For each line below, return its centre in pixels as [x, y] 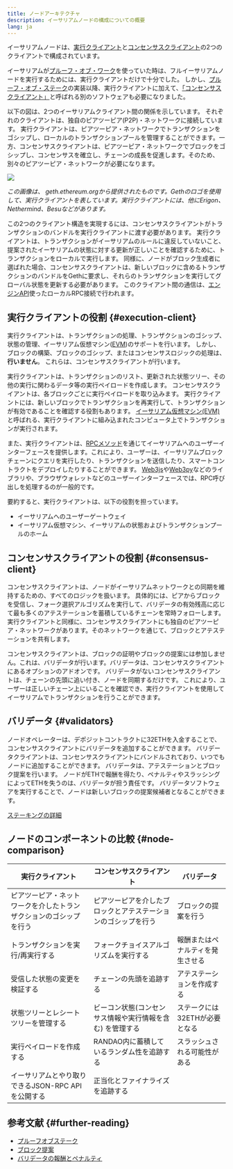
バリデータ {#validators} [61, 721]
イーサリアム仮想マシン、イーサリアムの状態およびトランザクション [114, 525]
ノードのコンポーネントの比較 [71, 839]
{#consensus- [177, 558]
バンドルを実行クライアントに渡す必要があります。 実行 [129, 232]
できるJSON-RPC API [46, 1085]
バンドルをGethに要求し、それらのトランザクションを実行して [126, 276]
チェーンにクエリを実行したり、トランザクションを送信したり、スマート [110, 461]
